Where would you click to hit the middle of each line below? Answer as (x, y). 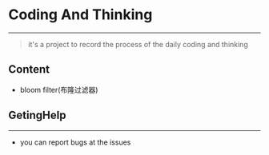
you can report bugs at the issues (75, 142)
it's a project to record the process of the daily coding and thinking (138, 44)
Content (29, 70)
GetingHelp (37, 115)
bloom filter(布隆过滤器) (59, 89)
